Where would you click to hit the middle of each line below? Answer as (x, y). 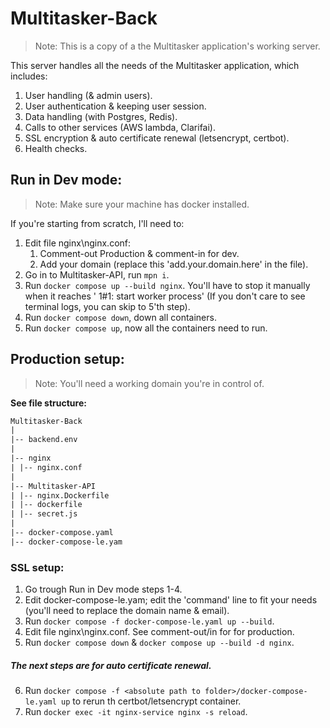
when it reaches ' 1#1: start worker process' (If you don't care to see (165, 296)
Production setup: (67, 359)
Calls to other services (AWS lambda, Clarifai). (120, 127)
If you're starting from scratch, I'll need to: (97, 223)
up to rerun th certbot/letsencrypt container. (151, 701)
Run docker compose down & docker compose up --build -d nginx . (159, 643)
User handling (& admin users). (88, 95)
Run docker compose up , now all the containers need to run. (146, 328)
